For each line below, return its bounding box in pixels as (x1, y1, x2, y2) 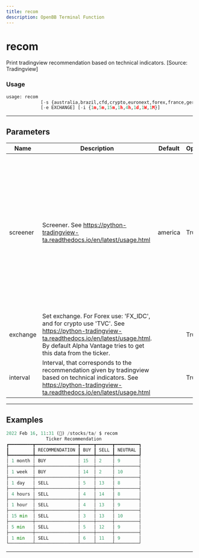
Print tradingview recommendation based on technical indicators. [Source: (6, 59, 188, 66)
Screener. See (42, 221, 82, 229)
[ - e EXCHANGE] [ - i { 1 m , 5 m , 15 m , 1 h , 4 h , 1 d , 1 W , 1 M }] (40, 105, 161, 111)
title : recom (6, 8, 38, 15)
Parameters (6, 127, 50, 137)
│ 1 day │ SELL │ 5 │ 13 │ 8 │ (6, 480, 142, 486)
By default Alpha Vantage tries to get (42, 342, 145, 350)
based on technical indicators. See (42, 374, 139, 382)
